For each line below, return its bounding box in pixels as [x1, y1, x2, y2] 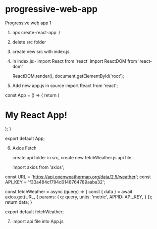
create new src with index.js [12, 48, 70, 54]
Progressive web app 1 [5, 20, 52, 26]
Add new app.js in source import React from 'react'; [12, 83, 118, 89]
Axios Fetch [12, 145, 37, 151]
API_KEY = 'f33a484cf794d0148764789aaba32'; [5, 179, 105, 185]
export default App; [5, 135, 45, 141]
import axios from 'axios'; [12, 164, 65, 170]
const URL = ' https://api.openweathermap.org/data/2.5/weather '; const [5, 174, 151, 180]
